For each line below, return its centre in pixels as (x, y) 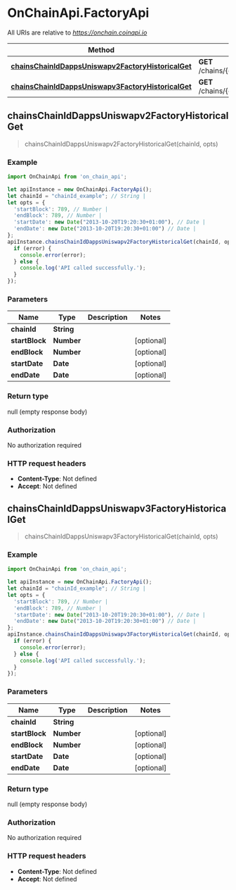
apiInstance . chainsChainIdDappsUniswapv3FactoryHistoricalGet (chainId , (114, 635)
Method (101, 49)
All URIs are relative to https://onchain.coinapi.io (77, 32)
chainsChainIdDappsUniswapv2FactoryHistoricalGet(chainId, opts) (121, 144)
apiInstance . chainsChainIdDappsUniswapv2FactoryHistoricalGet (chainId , (114, 242)
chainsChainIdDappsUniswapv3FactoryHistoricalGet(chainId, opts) (121, 536)
